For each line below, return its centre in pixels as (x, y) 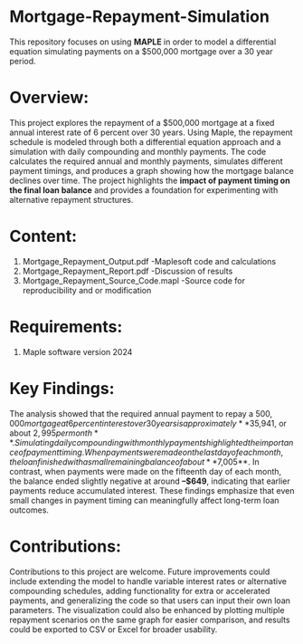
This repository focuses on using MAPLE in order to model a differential (143, 42)
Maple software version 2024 (77, 351)
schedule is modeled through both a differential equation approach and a (146, 141)
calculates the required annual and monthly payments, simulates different (146, 161)
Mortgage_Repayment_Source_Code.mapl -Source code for (134, 280)
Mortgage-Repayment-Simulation (139, 17)
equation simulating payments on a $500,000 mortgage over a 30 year (141, 51)
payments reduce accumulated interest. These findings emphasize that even (152, 490)
